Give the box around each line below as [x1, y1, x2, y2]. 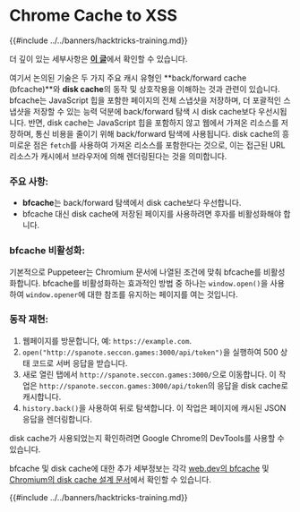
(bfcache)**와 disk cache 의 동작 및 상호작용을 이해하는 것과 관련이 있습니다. [9, 83, 280, 94]
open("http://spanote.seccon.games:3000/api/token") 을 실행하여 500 [21, 346, 279, 357]
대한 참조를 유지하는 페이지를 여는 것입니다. [87, 288, 239, 300]
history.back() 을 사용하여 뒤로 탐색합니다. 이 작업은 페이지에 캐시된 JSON [21, 402, 287, 413]
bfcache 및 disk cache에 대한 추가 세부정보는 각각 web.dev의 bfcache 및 [9, 463, 270, 474]
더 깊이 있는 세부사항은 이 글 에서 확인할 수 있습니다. [9, 53, 188, 64]
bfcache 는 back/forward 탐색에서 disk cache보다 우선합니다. [21, 198, 242, 209]
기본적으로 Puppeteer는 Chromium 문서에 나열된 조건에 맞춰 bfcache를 [9, 266, 261, 277]
